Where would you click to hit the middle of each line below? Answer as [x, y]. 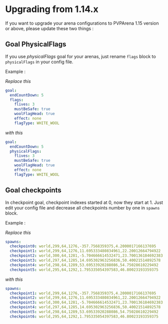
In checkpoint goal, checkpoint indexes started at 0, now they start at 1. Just [84, 202]
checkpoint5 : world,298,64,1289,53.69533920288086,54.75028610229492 [84, 312]
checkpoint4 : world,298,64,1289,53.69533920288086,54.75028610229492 [84, 265]
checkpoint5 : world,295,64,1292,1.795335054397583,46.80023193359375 [84, 270]
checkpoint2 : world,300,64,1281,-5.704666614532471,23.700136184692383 [87, 256]
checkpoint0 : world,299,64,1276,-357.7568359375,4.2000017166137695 [83, 246]
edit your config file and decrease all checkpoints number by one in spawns [82, 207]
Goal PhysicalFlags [36, 44]
